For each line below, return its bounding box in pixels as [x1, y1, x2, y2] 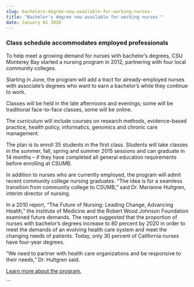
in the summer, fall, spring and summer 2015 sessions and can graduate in [6, 147, 185, 154]
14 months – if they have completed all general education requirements [6, 153, 177, 160]
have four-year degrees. [6, 238, 65, 245]
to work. [6, 88, 26, 95]
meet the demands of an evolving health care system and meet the [6, 226, 168, 233]
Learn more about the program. [6, 267, 82, 274]
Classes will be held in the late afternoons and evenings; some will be [6, 100, 174, 107]
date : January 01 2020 [6, 19, 61, 25]
